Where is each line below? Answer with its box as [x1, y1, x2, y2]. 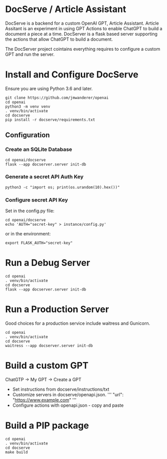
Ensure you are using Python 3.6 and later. [5, 85, 93, 91]
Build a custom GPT [5, 360, 89, 372]
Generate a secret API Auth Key [5, 173, 84, 180]
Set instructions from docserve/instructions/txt [12, 386, 109, 392]
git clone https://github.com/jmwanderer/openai [5, 95, 109, 100]
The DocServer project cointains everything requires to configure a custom [5, 46, 160, 52]
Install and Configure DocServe [5, 69, 139, 80]
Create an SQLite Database [5, 146, 73, 153]
